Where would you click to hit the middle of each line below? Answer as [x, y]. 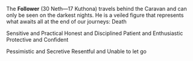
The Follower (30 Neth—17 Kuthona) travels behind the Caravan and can [96, 9]
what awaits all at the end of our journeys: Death [66, 21]
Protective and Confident [37, 40]
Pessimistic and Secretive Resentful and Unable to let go [76, 51]
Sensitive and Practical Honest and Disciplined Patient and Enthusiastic [95, 33]
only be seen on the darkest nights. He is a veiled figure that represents [95, 15]
